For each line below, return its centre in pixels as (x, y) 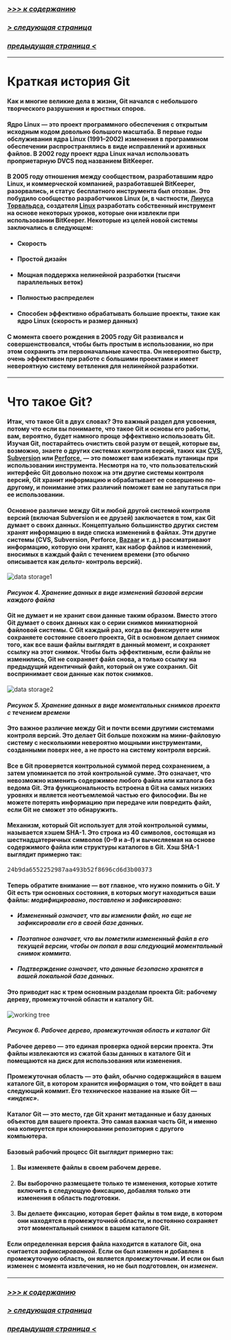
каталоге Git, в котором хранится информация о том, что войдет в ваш (114, 1083)
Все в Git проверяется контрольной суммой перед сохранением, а (109, 766)
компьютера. (27, 1136)
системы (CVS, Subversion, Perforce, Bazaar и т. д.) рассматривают (109, 539)
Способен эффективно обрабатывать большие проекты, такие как (119, 314)
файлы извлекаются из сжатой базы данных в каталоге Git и (99, 1053)
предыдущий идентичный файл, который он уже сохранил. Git (102, 667)
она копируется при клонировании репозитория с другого (96, 1128)
